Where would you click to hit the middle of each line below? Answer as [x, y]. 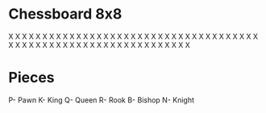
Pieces [31, 78]
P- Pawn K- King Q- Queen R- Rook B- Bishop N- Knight [102, 100]
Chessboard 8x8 [65, 14]
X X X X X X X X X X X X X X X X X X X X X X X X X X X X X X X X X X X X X [133, 36]
